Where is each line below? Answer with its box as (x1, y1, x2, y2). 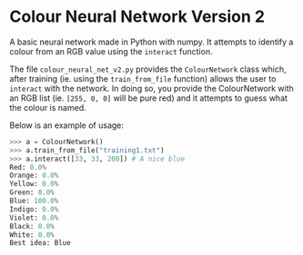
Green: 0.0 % (9, 188, 55, 197)
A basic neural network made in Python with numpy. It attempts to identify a (9, 36, 294, 47)
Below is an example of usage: (9, 120, 125, 131)
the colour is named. (9, 102, 86, 113)
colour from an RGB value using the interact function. (9, 45, 213, 56)
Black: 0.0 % (9, 221, 55, 230)
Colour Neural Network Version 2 (9, 6, 266, 27)
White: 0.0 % (9, 230, 55, 240)
